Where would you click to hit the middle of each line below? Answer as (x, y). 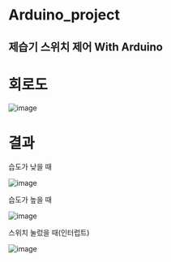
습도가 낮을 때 (30, 167)
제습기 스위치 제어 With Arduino (86, 47)
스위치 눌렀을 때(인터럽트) (49, 233)
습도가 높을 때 (30, 200)
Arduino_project (64, 15)
